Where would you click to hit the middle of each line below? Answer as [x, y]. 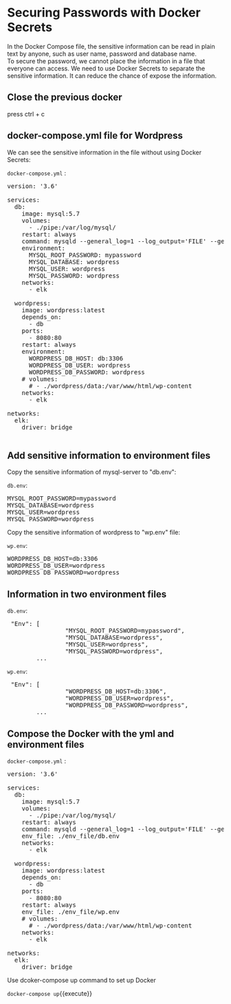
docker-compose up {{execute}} [50, 993]
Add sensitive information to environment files [109, 455]
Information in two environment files [87, 594]
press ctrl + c [26, 114]
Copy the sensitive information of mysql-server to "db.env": [92, 472]
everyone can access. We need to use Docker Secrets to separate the [106, 68]
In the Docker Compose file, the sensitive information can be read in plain [111, 46]
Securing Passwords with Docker [104, 13]
